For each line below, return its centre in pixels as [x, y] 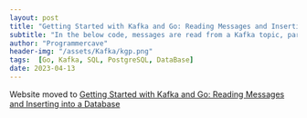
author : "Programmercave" [58, 43]
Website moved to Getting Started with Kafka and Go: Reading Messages [147, 94]
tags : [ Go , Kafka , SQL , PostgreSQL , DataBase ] [102, 60]
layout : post [34, 18]
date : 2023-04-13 [42, 69]
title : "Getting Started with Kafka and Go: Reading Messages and [138, 26]
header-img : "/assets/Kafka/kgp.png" [81, 52]
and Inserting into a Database [65, 103]
